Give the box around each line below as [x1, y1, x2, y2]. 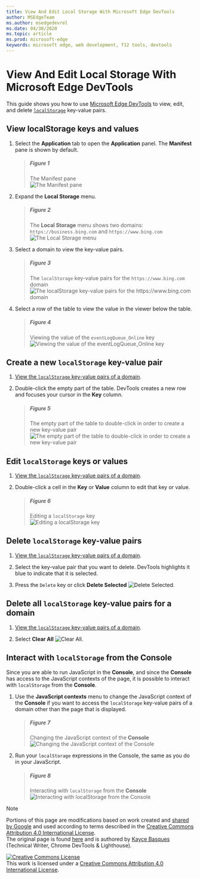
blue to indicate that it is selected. [14, 570, 99, 577]
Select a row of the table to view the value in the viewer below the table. [14, 305, 192, 312]
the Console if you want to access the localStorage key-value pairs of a [14, 699, 193, 706]
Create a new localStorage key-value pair [6, 357, 163, 367]
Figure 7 [29, 719, 51, 726]
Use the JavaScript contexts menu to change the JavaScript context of [14, 693, 192, 700]
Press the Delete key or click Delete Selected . [14, 581, 175, 588]
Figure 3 [29, 259, 51, 266]
